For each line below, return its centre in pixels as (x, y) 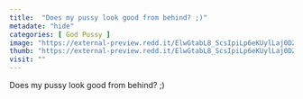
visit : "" (28, 59)
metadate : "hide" (42, 26)
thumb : (22, 51)
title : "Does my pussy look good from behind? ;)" (108, 18)
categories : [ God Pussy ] (60, 34)
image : (22, 43)
